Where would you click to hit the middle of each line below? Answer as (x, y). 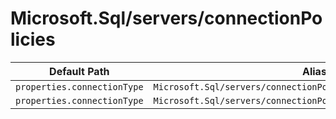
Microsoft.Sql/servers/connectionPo (166, 18)
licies (33, 39)
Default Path (79, 71)
